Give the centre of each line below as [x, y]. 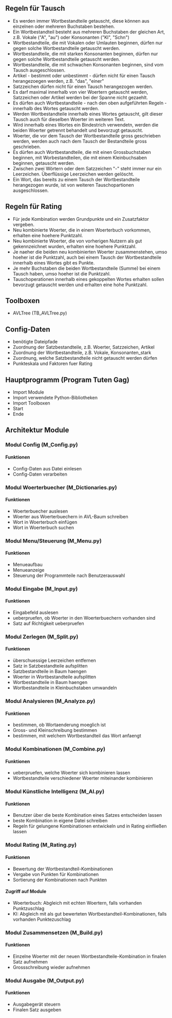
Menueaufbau [27, 564]
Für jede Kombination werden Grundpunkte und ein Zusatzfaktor [81, 219]
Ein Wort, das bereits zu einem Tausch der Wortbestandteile [76, 179]
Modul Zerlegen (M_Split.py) [42, 637]
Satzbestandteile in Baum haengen [50, 672]
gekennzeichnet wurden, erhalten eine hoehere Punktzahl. [75, 246]
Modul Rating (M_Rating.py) [41, 845]
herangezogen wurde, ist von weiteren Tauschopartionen [73, 185]
